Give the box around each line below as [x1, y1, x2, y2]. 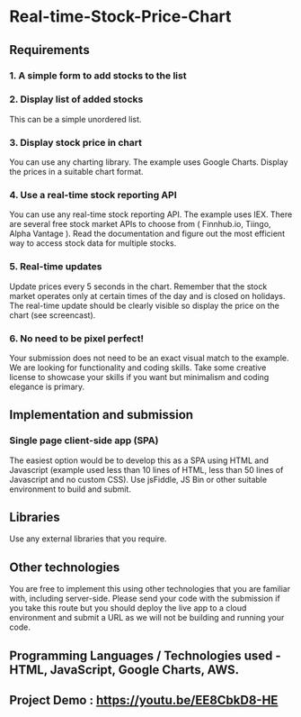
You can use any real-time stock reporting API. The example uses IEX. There [9, 209, 293, 220]
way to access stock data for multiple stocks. [9, 238, 177, 249]
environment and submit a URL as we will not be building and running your [9, 613, 285, 623]
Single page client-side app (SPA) [9, 434, 159, 447]
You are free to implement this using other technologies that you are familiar [9, 584, 290, 594]
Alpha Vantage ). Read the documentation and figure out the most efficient [9, 228, 286, 240]
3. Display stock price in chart [9, 136, 142, 149]
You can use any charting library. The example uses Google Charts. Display [9, 157, 288, 168]
